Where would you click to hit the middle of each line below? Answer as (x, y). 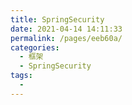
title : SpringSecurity (57, 19)
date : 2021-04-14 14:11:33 (66, 29)
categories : (35, 47)
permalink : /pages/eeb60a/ (66, 38)
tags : (21, 76)
